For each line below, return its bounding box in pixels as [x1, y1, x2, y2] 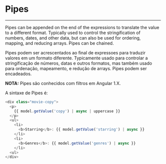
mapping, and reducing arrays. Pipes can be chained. [5, 40, 114, 46]
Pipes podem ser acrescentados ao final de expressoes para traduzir [5, 49, 146, 55]
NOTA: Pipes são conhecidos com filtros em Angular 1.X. [5, 80, 121, 86]
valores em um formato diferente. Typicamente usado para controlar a [5, 55, 148, 61]
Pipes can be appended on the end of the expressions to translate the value [5, 24, 160, 30]
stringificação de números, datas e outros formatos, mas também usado [5, 60, 152, 66]
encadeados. [5, 71, 32, 77]
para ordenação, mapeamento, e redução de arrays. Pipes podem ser [5, 65, 147, 71]
